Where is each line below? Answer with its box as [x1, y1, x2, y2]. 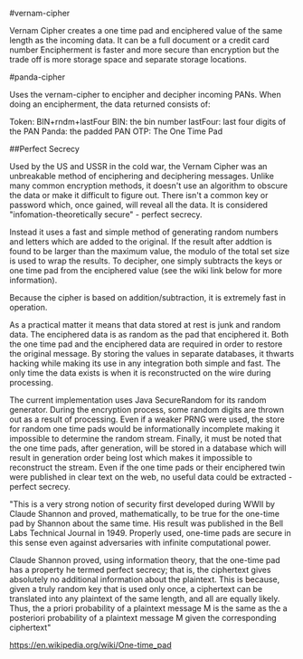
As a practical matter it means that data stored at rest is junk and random [9, 320, 281, 329]
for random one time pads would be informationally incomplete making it [9, 424, 280, 434]
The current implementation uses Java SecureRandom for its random [9, 395, 267, 406]
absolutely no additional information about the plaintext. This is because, [9, 574, 280, 585]
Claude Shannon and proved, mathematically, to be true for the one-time [9, 509, 280, 519]
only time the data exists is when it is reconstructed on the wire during [9, 368, 271, 378]
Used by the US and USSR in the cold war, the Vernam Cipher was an [9, 161, 268, 171]
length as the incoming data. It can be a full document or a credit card [9, 35, 270, 45]
